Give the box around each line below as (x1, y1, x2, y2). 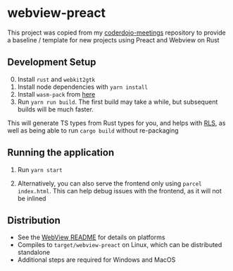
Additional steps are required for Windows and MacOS (17, 255, 176, 264)
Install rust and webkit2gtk (17, 75, 96, 83)
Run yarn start (17, 165, 63, 174)
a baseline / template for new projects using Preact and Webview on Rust (7, 35, 220, 44)
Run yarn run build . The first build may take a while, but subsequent (17, 97, 218, 106)
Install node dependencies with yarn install (17, 83, 148, 91)
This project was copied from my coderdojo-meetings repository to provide (7, 28, 227, 37)
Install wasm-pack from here (17, 90, 96, 98)
